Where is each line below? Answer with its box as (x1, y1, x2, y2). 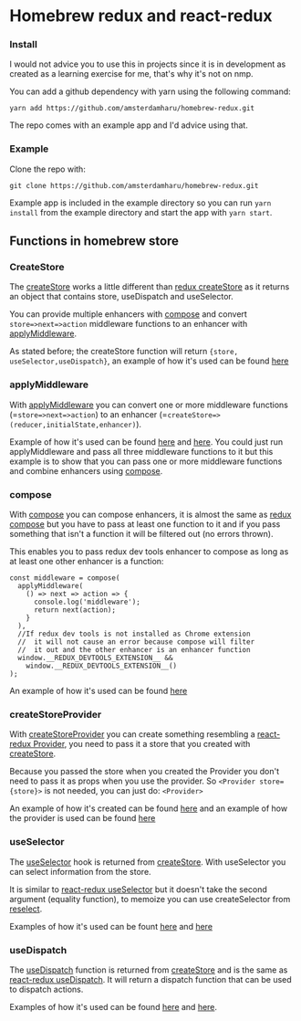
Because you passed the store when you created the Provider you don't (9, 766, 280, 777)
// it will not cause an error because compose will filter (17, 637, 255, 647)
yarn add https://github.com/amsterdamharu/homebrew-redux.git (9, 104, 255, 113)
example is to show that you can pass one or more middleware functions (9, 456, 283, 467)
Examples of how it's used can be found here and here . (9, 1001, 217, 1012)
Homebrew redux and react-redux (9, 5, 273, 26)
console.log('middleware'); (33, 597, 141, 607)
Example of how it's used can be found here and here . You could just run (9, 436, 284, 447)
